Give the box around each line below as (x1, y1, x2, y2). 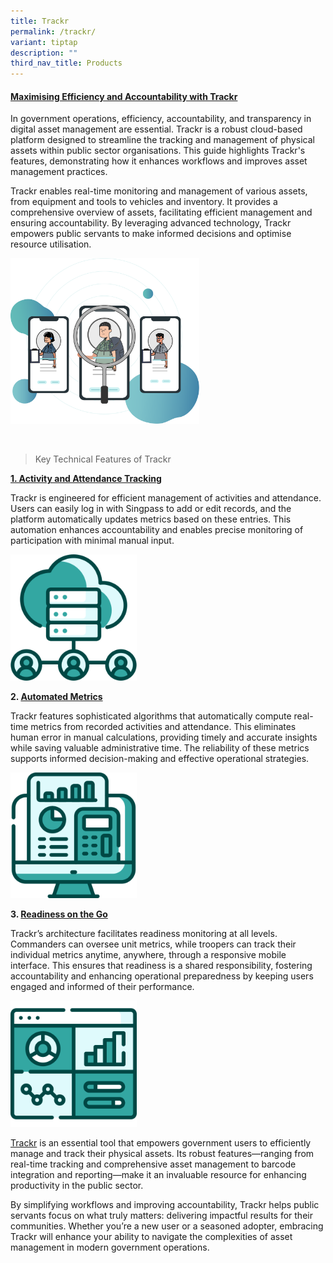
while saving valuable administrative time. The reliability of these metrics (10, 741, 310, 754)
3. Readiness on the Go (10, 908, 108, 920)
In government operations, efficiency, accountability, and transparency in (10, 113, 312, 125)
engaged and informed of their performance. (10, 981, 195, 993)
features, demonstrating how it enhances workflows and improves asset (10, 155, 308, 167)
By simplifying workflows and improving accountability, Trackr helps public (10, 1198, 320, 1210)
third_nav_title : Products (10, 58, 123, 69)
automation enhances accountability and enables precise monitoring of (10, 524, 304, 536)
